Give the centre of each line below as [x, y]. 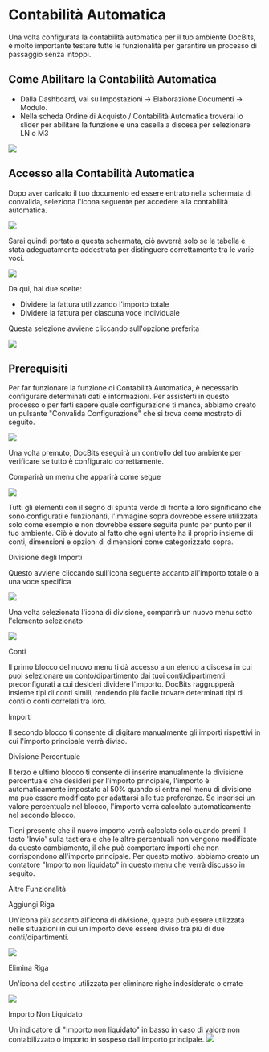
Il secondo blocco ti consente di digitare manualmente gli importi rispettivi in [134, 732]
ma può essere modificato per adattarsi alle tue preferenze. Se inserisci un [132, 798]
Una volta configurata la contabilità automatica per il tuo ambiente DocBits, [132, 37]
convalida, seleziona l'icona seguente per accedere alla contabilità [118, 201]
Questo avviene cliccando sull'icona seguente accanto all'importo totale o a [134, 573]
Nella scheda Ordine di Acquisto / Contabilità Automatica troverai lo [131, 116]
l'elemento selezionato [45, 621]
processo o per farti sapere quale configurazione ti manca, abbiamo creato [132, 405]
